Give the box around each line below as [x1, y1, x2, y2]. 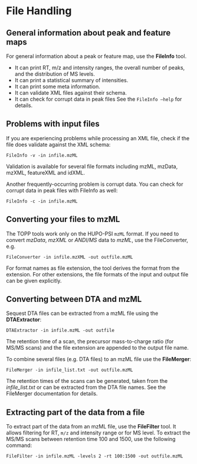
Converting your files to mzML [6, 214, 120, 224]
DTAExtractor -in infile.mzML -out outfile [6, 327, 115, 334]
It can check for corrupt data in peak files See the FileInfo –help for [14, 96, 182, 102]
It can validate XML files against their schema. [14, 89, 127, 96]
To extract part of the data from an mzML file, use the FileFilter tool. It [6, 423, 176, 430]
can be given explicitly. [6, 277, 62, 284]
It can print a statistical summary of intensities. [14, 77, 129, 83]
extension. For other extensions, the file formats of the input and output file [6, 270, 189, 278]
